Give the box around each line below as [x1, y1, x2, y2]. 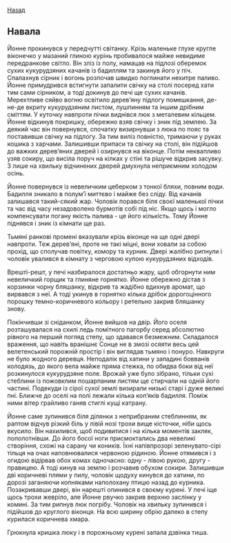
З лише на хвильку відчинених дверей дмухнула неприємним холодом [7, 162, 217, 170]
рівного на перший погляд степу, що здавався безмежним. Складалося [7, 332, 219, 341]
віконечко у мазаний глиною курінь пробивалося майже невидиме [7, 51, 205, 59]
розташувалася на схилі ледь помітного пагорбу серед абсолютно [7, 325, 205, 334]
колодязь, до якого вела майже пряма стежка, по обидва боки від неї [7, 362, 214, 370]
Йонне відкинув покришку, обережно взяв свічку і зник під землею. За [7, 117, 217, 126]
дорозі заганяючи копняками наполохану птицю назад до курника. [7, 478, 205, 486]
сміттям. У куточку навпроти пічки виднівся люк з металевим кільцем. [7, 110, 217, 118]
